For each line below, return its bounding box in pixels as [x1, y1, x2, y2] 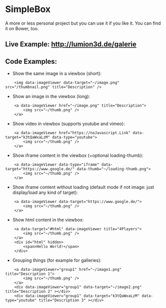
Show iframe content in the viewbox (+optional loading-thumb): [12, 152, 143, 159]
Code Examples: [5, 57, 57, 66]
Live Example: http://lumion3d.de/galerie [5, 40, 136, 49]
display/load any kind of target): [12, 189, 78, 195]
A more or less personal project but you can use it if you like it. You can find [5, 20, 161, 26]
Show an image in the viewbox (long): [12, 93, 90, 99]
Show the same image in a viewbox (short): [12, 70, 102, 76]
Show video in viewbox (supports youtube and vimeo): [12, 121, 125, 127]
